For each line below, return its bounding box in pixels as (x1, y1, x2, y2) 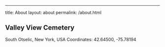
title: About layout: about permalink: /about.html (5, 10, 102, 15)
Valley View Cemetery (5, 24, 75, 32)
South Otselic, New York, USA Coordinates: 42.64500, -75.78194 (5, 36, 137, 42)
